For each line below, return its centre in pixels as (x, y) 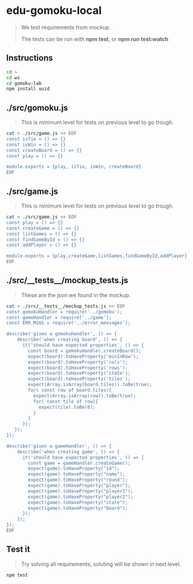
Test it (18, 549)
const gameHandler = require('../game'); (59, 317)
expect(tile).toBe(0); (67, 407)
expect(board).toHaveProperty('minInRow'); (83, 356)
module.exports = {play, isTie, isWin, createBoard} (74, 167)
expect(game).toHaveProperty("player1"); (81, 491)
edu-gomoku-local (54, 11)
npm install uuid (28, 89)
